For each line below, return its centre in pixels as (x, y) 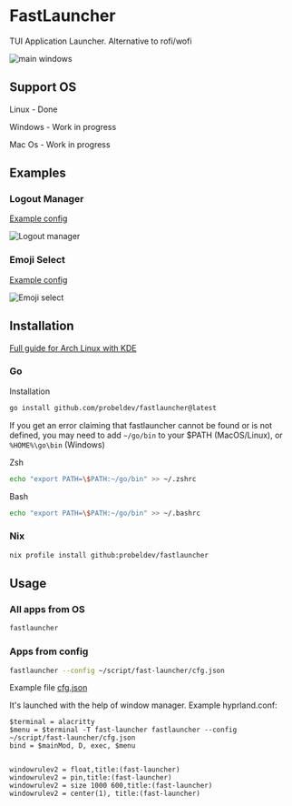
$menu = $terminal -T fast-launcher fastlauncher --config (123, 730)
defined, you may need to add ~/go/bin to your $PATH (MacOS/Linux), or (146, 435)
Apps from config (49, 651)
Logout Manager (47, 199)
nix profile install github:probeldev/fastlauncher (109, 555)
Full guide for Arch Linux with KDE (73, 348)
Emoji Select (37, 260)
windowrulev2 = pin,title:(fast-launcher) (91, 778)
